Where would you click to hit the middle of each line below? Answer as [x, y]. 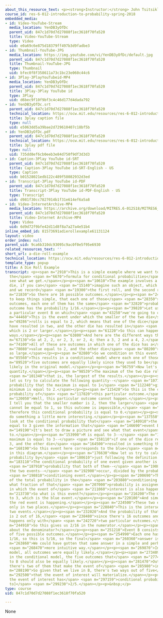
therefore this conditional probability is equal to [64, 412]
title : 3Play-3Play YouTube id [41, 91]
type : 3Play [22, 95]
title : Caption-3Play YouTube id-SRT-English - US [62, 168]
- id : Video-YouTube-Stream [33, 23]
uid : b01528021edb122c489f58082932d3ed [50, 177]
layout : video [19, 236]
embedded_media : [21, 18]
